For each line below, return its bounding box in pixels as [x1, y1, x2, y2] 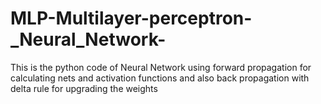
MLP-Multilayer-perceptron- [10, 7, 253, 30]
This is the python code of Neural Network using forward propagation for [10, 61, 312, 73]
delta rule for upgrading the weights [10, 82, 158, 94]
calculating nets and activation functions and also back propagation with [10, 72, 310, 84]
